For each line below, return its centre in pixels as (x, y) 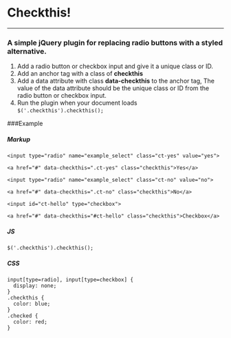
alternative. (27, 51)
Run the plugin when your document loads (77, 103)
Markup (19, 139)
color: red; (31, 322)
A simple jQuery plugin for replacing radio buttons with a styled (115, 43)
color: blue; (32, 304)
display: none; (35, 286)
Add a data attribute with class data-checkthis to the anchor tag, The (116, 81)
